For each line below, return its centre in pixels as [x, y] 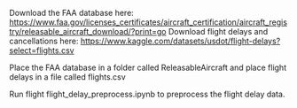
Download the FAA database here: [72, 13]
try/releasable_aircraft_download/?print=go [88, 31]
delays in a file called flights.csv [67, 77]
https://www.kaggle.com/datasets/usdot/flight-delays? [180, 41]
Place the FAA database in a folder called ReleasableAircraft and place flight [148, 67]
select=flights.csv [42, 50]
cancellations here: [44, 41]
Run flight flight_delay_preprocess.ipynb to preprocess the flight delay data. [147, 94]
